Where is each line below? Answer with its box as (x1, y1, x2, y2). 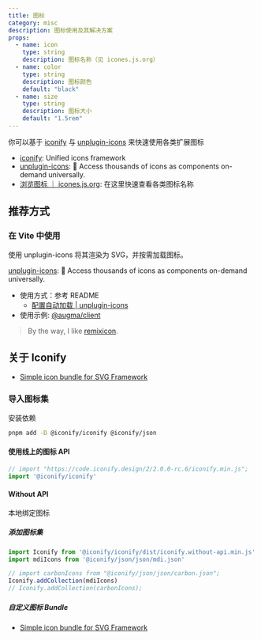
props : (8, 33, 30, 42)
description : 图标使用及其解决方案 (8, 26, 113, 34)
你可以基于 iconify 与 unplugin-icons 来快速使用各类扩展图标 (8, 137, 205, 146)
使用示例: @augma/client (19, 310, 101, 320)
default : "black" (22, 85, 80, 93)
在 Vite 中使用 (8, 230, 61, 241)
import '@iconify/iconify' (8, 472, 97, 480)
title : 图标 (8, 11, 45, 20)
